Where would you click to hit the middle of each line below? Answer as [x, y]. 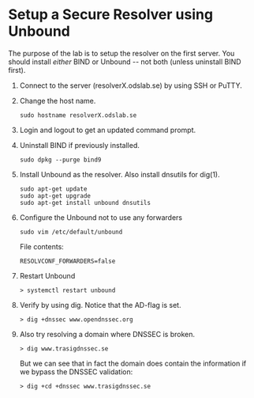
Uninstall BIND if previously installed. [79, 145]
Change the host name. [58, 100]
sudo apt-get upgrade [55, 195]
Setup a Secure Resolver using [111, 15]
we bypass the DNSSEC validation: [76, 371]
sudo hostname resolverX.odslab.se [78, 115]
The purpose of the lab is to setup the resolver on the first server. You [121, 53]
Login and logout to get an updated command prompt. [108, 130]
